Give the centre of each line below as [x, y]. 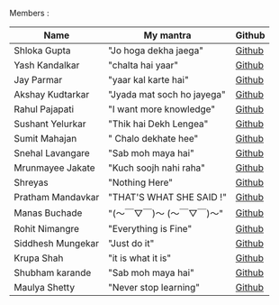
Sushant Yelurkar [50, 124]
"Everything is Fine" [150, 229]
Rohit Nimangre [46, 229]
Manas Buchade [48, 213]
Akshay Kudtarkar [52, 94]
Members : [29, 13]
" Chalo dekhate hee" [153, 139]
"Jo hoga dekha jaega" [156, 51]
